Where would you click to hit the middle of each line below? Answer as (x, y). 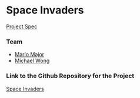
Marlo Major (29, 55)
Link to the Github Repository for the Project (70, 76)
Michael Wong (32, 61)
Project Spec (22, 26)
